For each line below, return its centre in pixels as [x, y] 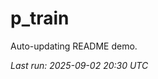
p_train [40, 18]
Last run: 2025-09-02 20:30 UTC [79, 65]
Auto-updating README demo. [74, 46]
